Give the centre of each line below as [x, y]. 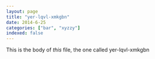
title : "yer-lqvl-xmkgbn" [38, 17]
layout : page [22, 11]
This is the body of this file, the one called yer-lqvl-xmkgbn [78, 50]
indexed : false [25, 33]
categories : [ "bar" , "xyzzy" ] [43, 28]
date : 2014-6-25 [26, 22]
